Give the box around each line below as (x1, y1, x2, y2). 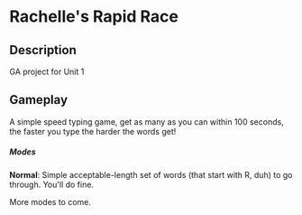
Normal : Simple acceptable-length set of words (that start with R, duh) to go (9, 169, 293, 180)
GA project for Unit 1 (9, 66, 85, 77)
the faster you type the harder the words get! (9, 126, 177, 136)
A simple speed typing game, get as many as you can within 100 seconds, (9, 116, 284, 127)
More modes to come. (9, 196, 92, 207)
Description (9, 42, 77, 58)
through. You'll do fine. (9, 179, 95, 190)
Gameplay (9, 92, 69, 107)
